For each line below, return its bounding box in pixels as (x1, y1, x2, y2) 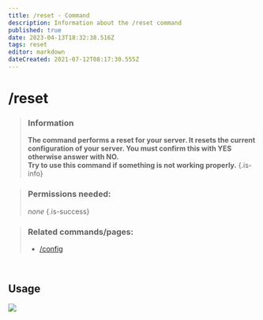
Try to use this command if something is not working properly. (27, 161, 237, 170)
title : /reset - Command (8, 11, 90, 20)
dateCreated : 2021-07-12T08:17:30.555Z (8, 56, 140, 64)
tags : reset (8, 41, 47, 49)
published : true (8, 26, 62, 34)
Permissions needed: (27, 188, 111, 199)
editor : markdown (8, 48, 66, 56)
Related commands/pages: (27, 226, 134, 237)
